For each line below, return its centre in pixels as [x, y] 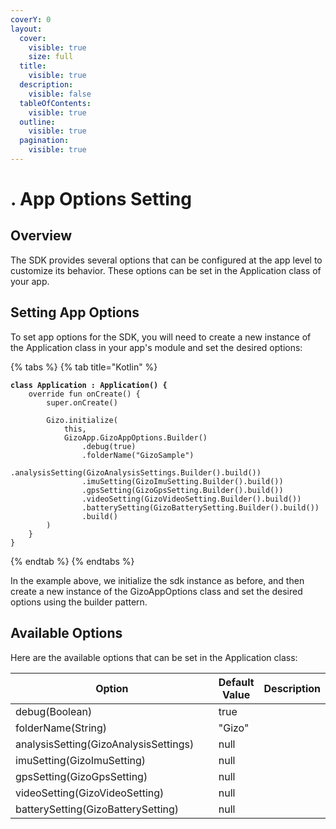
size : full [51, 57]
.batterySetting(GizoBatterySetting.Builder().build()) [200, 507]
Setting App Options [75, 312]
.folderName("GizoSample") [138, 455]
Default [236, 682]
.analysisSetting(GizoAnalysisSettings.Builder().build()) [136, 472]
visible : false [60, 94]
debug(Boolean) [54, 711]
